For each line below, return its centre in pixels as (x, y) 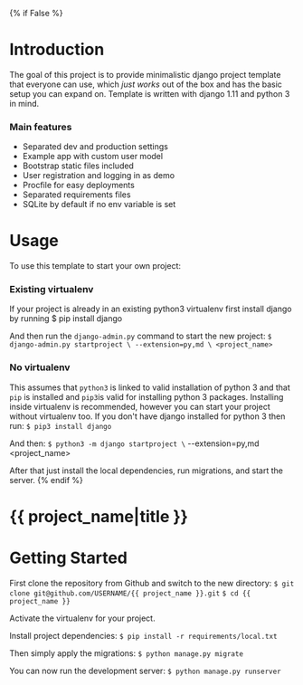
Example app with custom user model (93, 157)
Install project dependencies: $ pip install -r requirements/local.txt (143, 635)
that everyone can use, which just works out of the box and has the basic (146, 84)
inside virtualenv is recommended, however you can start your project (140, 406)
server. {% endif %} (47, 480)
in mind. (24, 103)
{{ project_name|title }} (99, 516)
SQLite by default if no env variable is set (99, 205)
